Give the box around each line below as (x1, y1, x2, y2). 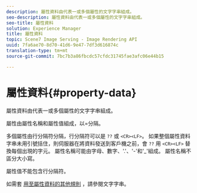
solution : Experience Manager (6, 25, 82, 32)
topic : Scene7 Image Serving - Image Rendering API (6, 36, 137, 42)
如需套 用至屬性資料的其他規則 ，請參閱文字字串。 (6, 180, 130, 187)
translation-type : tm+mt (6, 48, 68, 54)
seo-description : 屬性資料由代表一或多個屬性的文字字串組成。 (6, 14, 145, 20)
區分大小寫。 (6, 155, 38, 162)
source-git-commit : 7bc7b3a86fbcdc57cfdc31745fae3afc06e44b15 (6, 53, 164, 59)
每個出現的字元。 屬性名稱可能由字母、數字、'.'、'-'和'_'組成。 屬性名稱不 (11, 147, 192, 154)
